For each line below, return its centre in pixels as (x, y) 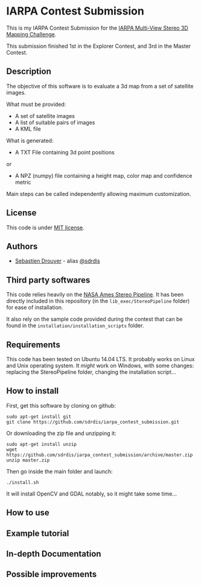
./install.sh (23, 482)
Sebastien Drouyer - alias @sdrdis (58, 261)
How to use (28, 513)
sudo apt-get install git (39, 417)
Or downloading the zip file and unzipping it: (61, 433)
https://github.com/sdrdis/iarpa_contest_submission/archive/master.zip (100, 455)
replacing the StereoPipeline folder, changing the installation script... (91, 372)
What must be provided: (36, 104)
